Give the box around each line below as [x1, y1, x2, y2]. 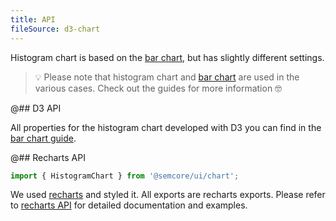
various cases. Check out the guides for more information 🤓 [34, 82, 283, 94]
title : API [10, 14, 56, 25]
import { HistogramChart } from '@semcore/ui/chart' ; [10, 171, 240, 181]
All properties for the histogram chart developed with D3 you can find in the [10, 121, 322, 133]
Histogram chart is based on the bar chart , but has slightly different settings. [10, 51, 325, 63]
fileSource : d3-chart [10, 24, 101, 34]
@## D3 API [10, 102, 62, 114]
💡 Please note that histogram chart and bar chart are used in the [34, 71, 300, 83]
